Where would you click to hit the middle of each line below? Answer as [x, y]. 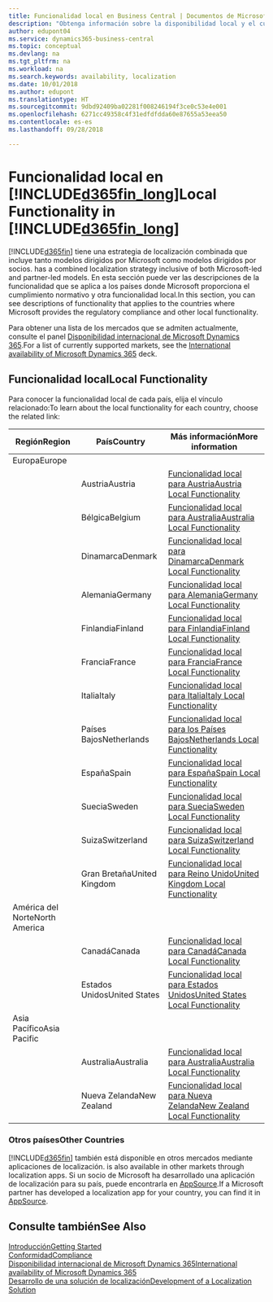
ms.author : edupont [41, 92]
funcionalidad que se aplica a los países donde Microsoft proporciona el [129, 286]
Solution [22, 1289]
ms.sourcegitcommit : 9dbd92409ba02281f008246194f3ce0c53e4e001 [118, 107]
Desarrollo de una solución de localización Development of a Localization [130, 1281]
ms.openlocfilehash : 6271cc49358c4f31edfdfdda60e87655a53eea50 [118, 115]
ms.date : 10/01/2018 [43, 84]
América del [36, 907]
